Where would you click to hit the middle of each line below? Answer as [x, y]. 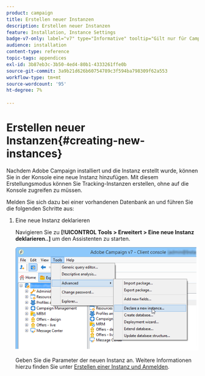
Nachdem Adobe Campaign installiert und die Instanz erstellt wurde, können [102, 171]
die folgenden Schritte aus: [40, 208]
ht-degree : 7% [24, 90]
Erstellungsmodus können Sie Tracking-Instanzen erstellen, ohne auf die [98, 183]
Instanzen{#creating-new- [76, 141]
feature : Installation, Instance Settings [61, 32]
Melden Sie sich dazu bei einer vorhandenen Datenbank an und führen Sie [100, 202]
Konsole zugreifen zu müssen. [44, 190]
